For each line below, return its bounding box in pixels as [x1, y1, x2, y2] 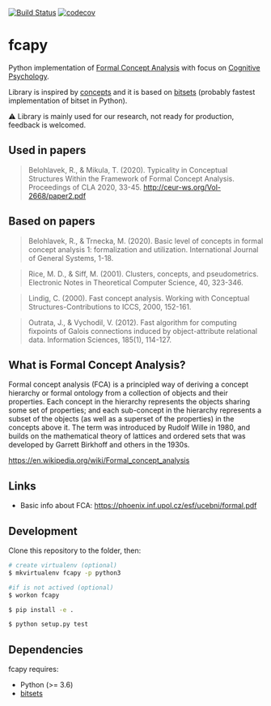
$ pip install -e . [8, 605, 74, 614]
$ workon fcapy [8, 591, 60, 599]
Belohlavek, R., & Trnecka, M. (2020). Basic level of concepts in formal [28, 236, 264, 246]
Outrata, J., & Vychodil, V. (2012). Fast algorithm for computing [28, 317, 237, 327]
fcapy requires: [8, 665, 59, 674]
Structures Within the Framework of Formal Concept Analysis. [28, 173, 235, 183]
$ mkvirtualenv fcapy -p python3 [8, 568, 121, 577]
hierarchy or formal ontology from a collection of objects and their [8, 388, 228, 398]
